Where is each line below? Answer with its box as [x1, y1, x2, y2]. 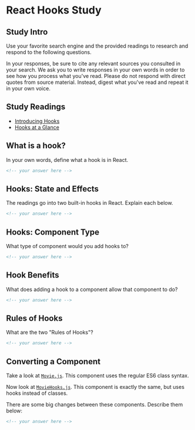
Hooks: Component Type [6, 227, 100, 237]
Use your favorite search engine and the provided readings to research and [6, 42, 189, 49]
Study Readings [6, 102, 66, 112]
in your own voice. [6, 85, 51, 92]
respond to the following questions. [6, 49, 92, 56]
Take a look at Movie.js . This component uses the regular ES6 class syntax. [6, 372, 189, 379]
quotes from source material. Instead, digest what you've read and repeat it [6, 79, 189, 86]
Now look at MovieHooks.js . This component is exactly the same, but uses [6, 384, 185, 391]
